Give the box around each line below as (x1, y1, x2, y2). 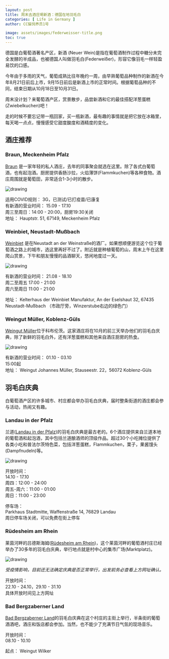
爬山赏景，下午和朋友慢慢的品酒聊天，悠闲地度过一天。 (5, 252, 120, 258)
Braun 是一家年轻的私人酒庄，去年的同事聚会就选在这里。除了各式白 (5, 163, 147, 169)
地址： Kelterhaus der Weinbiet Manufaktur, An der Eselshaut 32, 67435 (5, 296, 154, 302)
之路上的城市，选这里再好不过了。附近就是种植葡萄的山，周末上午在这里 (14, 246, 164, 252)
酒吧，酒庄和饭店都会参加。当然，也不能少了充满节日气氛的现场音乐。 (9, 621, 155, 627)
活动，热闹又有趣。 (9, 404, 49, 410)
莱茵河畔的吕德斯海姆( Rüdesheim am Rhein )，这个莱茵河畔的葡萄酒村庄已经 (5, 540, 162, 546)
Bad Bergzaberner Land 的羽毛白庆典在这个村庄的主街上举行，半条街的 (5, 615, 152, 621)
